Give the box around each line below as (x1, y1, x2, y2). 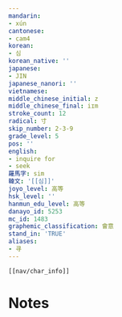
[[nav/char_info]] (8, 267, 70, 275)
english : (8, 147, 38, 155)
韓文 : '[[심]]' (8, 177, 55, 186)
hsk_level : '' (8, 192, 56, 201)
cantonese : (8, 27, 45, 35)
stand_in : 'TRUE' (8, 230, 67, 239)
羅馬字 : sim (8, 170, 45, 178)
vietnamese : (8, 87, 48, 95)
